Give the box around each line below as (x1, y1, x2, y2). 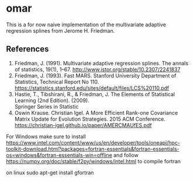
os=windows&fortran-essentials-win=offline (6, 151, 113, 159)
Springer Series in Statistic (14, 103, 79, 110)
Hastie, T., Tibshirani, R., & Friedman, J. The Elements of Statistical (14, 90, 175, 97)
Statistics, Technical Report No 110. (14, 78, 99, 85)
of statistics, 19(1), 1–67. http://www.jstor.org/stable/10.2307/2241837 (14, 66, 181, 73)
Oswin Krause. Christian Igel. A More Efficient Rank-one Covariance (14, 109, 178, 116)
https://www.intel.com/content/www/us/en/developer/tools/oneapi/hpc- (6, 139, 180, 146)
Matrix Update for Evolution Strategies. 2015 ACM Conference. (14, 116, 165, 123)
